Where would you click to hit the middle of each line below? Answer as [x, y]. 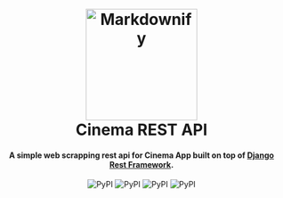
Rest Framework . [141, 164]
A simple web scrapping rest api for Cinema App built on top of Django [141, 155]
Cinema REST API [141, 130]
